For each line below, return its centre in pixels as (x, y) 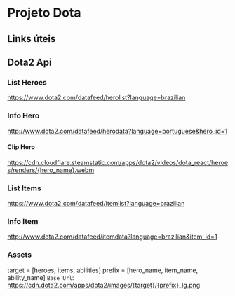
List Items (25, 188)
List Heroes (27, 82)
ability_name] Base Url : (41, 277)
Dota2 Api (29, 62)
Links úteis (32, 39)
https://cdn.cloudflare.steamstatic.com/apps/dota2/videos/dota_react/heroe (118, 162)
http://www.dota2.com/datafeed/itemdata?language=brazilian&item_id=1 (112, 237)
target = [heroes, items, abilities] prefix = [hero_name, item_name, (103, 270)
